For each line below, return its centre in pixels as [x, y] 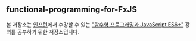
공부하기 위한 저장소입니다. [48, 32]
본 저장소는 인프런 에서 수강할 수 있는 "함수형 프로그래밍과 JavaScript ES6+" [95, 24]
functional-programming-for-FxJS [71, 10]
